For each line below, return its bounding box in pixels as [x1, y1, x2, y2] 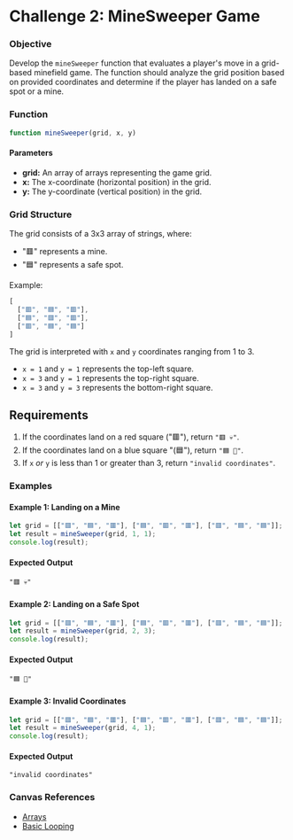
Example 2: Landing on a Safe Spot [9, 598, 140, 609]
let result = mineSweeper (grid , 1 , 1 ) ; [9, 530, 157, 539]
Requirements [9, 408, 89, 423]
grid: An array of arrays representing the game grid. [21, 167, 212, 178]
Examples [9, 480, 53, 493]
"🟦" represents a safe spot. [21, 260, 124, 270]
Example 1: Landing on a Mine [9, 502, 121, 512]
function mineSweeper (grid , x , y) [9, 128, 137, 137]
